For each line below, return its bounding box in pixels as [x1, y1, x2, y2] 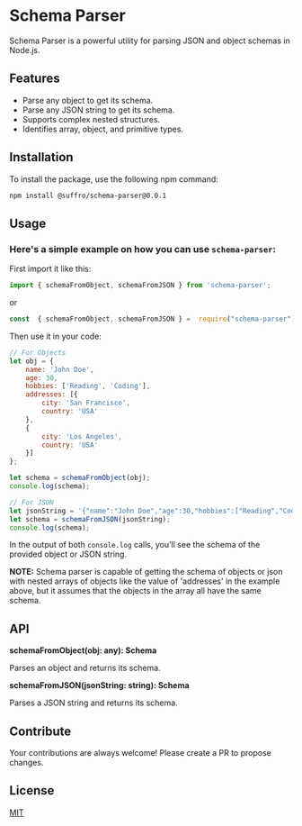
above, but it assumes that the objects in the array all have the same [9, 585, 262, 596]
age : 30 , [25, 373, 58, 383]
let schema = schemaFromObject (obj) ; [9, 474, 151, 483]
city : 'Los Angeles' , [41, 431, 123, 441]
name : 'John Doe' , [25, 365, 94, 374]
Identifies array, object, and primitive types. [22, 123, 184, 134]
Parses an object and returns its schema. [9, 663, 161, 674]
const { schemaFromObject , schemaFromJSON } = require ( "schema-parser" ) [9, 314, 296, 323]
